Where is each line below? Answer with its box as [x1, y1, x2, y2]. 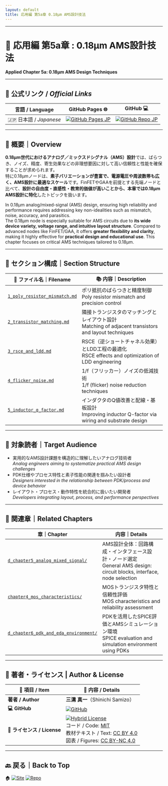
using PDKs [102, 647, 129, 654]
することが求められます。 [5, 167, 57, 173]
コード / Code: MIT [65, 722, 110, 729]
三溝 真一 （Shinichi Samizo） [65, 696, 135, 703]
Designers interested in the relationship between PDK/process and [12, 477, 150, 483]
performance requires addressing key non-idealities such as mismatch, [5, 207, 152, 213]
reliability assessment [102, 603, 153, 610]
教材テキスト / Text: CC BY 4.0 [65, 729, 138, 736]
